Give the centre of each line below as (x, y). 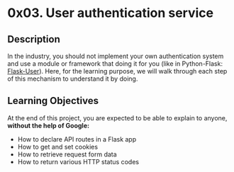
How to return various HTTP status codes (78, 161)
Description (34, 39)
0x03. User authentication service (111, 13)
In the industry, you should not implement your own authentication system (116, 56)
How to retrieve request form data (67, 154)
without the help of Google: (49, 125)
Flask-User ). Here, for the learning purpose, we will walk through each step (117, 71)
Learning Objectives (53, 101)
